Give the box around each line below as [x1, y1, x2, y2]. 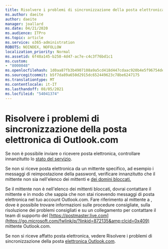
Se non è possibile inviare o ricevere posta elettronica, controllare [5, 151, 140, 157]
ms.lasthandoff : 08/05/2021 [5, 86, 64, 92]
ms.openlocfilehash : [5, 68, 48, 73]
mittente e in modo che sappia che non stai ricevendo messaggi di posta [5, 191, 155, 197]
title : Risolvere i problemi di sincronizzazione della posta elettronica [5, 7, 164, 13]
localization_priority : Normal [5, 49, 70, 54]
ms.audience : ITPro [5, 31, 46, 36]
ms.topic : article [5, 36, 43, 41]
